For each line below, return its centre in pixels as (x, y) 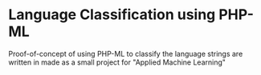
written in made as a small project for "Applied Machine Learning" (117, 62)
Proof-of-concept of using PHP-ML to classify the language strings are (126, 53)
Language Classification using (112, 15)
